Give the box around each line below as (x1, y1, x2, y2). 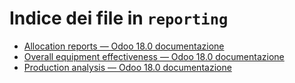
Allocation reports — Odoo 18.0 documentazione (23, 40, 225, 52)
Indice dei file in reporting (9, 7, 229, 30)
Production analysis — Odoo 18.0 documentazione (23, 61, 232, 73)
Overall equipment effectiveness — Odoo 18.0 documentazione (23, 50, 285, 62)
